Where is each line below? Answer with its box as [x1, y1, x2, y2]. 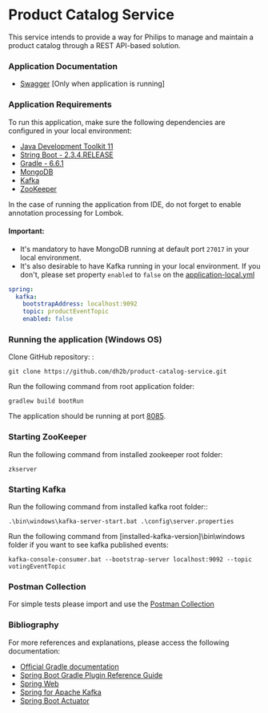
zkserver [8, 465, 38, 473]
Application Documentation [8, 60, 118, 71]
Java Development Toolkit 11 [19, 141, 114, 151]
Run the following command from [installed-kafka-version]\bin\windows [8, 532, 246, 541]
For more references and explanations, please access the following [8, 638, 230, 647]
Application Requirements [8, 99, 112, 110]
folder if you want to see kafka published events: [8, 540, 170, 549]
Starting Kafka [8, 484, 66, 495]
